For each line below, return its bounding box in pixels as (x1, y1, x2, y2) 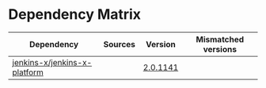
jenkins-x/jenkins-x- (12, 57, 93, 68)
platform (12, 67, 44, 78)
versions (203, 43, 237, 54)
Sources (103, 38, 136, 49)
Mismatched (196, 34, 245, 45)
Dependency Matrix (8, 5, 141, 24)
